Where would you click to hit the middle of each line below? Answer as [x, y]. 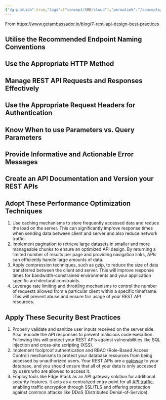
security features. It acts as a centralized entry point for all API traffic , [83, 382]
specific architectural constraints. [46, 281]
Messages [21, 162]
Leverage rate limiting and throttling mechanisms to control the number [84, 286]
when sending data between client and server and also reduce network [85, 233]
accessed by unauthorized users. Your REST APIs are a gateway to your [85, 360]
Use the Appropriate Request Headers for [70, 105]
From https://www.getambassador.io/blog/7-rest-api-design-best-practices [82, 24]
